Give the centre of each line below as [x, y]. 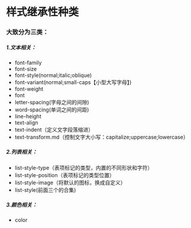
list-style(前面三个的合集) [45, 190]
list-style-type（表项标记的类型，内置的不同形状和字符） [84, 168]
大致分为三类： [27, 32]
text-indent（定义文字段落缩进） [54, 130]
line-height [28, 117]
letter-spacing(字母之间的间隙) [52, 102]
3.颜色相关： [22, 204]
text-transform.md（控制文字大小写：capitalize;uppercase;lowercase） [101, 137]
